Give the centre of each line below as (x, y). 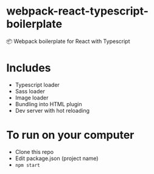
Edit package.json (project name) (57, 158)
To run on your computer (70, 135)
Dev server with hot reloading (52, 110)
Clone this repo (34, 152)
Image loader (32, 98)
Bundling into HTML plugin (48, 104)
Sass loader (30, 91)
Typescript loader (37, 85)
